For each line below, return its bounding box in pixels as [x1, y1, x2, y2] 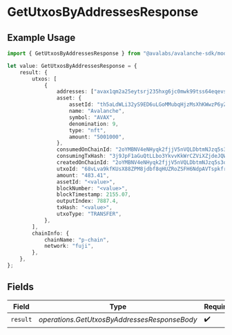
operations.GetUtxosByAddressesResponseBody [39, 315, 197, 325]
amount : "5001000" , [68, 133, 126, 141]
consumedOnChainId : [56, 146, 113, 153]
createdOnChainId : [56, 159, 110, 166]
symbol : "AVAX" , [68, 114, 116, 121]
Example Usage [7, 32, 76, 44]
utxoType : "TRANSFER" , [56, 210, 122, 217]
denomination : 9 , [68, 120, 119, 127]
